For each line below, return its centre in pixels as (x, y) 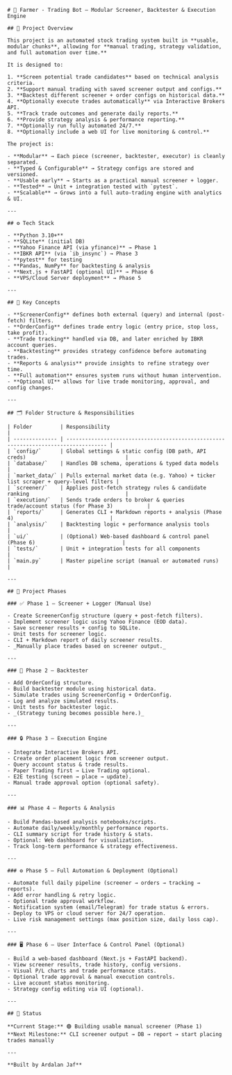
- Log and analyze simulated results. (63, 701)
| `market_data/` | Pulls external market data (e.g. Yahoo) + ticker (111, 476)
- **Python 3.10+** (35, 235)
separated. (23, 162)
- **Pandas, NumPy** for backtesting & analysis (79, 266)
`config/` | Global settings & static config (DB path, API (110, 451)
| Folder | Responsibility (59, 427)
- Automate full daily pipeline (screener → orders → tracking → (103, 883)
